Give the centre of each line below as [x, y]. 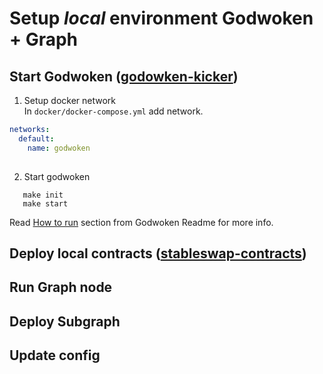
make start [45, 203]
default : [36, 138]
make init [43, 195]
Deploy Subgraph [65, 321]
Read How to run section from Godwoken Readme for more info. [141, 222]
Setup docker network [70, 100]
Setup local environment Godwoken [161, 18]
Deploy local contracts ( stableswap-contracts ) [158, 253]
